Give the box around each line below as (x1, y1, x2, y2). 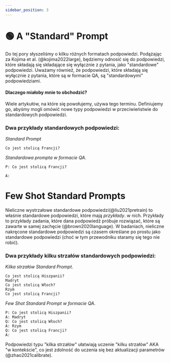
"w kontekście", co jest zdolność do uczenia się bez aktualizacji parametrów (5, 347, 165, 353)
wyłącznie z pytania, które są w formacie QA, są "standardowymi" (5, 72, 143, 78)
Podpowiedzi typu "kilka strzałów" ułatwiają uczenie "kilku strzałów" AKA (5, 342, 159, 348)
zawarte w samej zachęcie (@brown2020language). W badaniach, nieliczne (5, 224, 164, 229)
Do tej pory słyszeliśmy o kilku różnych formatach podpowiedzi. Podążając (5, 50, 162, 57)
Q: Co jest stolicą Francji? (5, 328, 67, 333)
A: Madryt (5, 315, 26, 320)
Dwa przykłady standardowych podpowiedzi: (5, 124, 120, 131)
